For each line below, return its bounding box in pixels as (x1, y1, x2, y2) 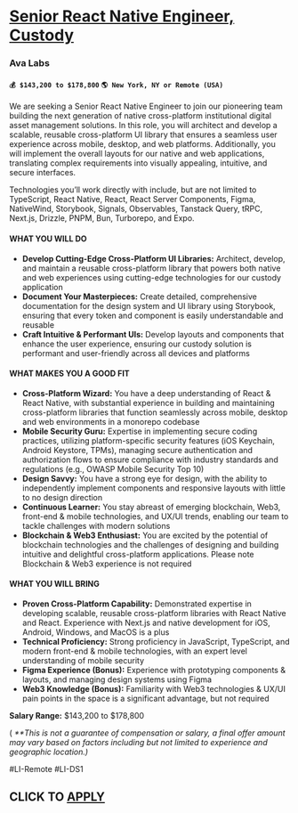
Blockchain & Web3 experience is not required (21, 558, 192, 569)
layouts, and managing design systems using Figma (21, 674, 212, 685)
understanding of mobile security (21, 654, 145, 665)
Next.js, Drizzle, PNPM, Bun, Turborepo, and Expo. (9, 213, 195, 224)
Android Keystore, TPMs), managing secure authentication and (21, 444, 254, 455)
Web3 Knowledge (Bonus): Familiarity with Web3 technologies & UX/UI (21, 683, 286, 694)
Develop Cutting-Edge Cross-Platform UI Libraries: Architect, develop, (21, 253, 286, 264)
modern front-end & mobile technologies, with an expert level (21, 646, 247, 656)
